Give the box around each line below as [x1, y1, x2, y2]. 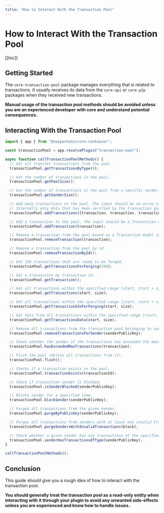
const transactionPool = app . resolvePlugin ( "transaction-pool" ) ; [5, 148, 141, 153]
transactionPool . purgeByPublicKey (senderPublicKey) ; [9, 411, 119, 416]
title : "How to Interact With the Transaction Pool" [5, 7, 115, 12]
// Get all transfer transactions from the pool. [9, 161, 112, 166]
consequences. [5, 112, 38, 118]
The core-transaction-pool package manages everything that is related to [5, 82, 155, 88]
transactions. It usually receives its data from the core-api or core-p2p [5, 87, 145, 93]
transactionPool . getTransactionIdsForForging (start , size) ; [9, 304, 134, 309]
